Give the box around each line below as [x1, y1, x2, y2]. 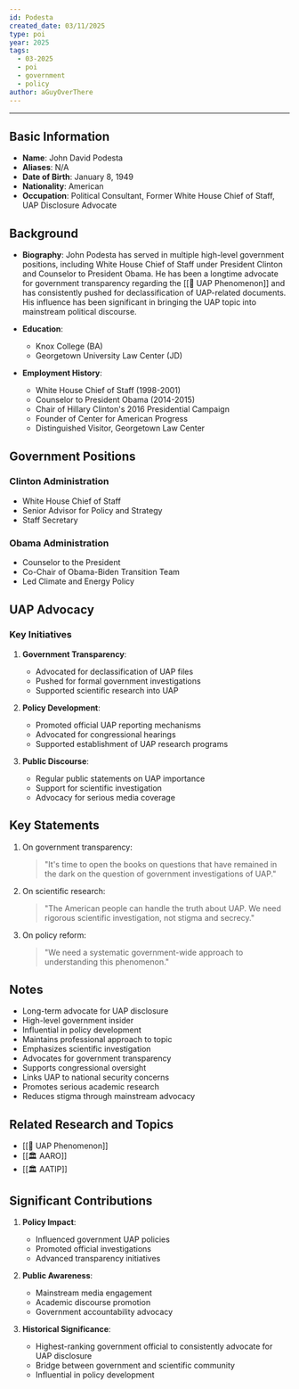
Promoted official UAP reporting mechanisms [35, 719, 202, 730]
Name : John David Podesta [21, 152, 123, 163]
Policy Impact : [21, 1217, 77, 1228]
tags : [9, 46, 29, 55]
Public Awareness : [21, 1270, 93, 1281]
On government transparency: [21, 842, 133, 852]
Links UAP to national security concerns [21, 1072, 170, 1083]
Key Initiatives [9, 629, 73, 641]
